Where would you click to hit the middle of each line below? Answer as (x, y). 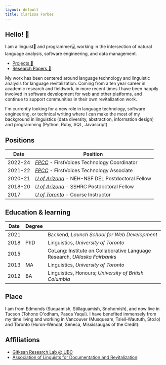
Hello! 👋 (17, 34)
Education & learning (38, 212)
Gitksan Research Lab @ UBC (42, 352)
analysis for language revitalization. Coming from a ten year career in (75, 83)
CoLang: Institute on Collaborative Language (99, 251)
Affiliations (22, 340)
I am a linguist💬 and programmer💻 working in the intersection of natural (79, 47)
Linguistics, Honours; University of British (96, 273)
